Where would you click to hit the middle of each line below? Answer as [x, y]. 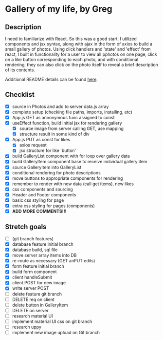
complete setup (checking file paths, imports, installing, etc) [72, 112]
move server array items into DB [44, 255]
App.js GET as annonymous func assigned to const [63, 117]
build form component [34, 272]
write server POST [31, 288]
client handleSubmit [32, 277]
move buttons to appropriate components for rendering [67, 178]
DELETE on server [30, 310]
